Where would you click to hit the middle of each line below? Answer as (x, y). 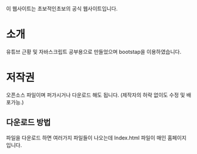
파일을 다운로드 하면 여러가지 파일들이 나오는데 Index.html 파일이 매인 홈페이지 (96, 138)
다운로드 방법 (29, 123)
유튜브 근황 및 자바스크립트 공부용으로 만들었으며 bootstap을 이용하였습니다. (94, 52)
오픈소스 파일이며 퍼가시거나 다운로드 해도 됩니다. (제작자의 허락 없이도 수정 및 (96, 95)
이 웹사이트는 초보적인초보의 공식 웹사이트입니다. (62, 8)
